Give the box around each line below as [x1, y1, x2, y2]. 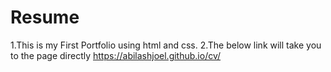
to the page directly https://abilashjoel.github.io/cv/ [10, 49, 222, 61]
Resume [10, 6, 80, 29]
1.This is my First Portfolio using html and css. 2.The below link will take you [10, 39, 322, 51]
